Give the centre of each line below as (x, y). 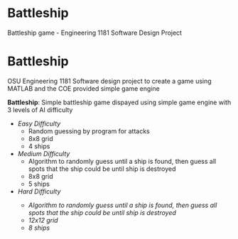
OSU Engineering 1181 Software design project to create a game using (109, 81)
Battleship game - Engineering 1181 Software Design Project (95, 33)
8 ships (39, 228)
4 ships (39, 146)
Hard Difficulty (39, 191)
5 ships (39, 184)
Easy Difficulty (39, 123)
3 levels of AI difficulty (40, 110)
